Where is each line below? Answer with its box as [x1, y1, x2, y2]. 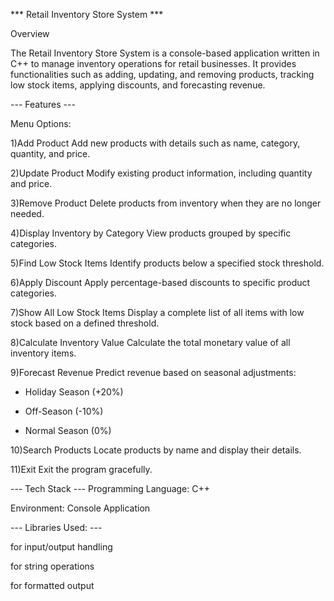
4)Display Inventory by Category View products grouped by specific [10, 227, 292, 239]
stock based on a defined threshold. [10, 317, 160, 329]
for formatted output [10, 580, 95, 591]
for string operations [10, 560, 95, 572]
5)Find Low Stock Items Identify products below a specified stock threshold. [10, 257, 325, 269]
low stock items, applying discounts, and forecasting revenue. [10, 79, 266, 91]
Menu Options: [10, 118, 72, 129]
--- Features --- [10, 99, 76, 110]
